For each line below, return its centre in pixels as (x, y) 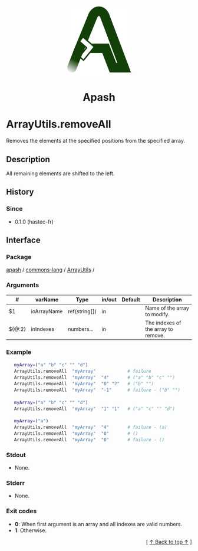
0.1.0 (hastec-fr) (34, 222)
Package (19, 257)
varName (47, 300)
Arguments (23, 285)
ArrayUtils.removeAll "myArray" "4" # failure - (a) (90, 427)
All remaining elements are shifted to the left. (60, 173)
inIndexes (43, 329)
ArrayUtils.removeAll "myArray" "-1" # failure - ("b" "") (97, 390)
